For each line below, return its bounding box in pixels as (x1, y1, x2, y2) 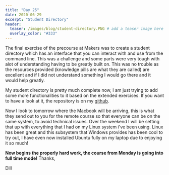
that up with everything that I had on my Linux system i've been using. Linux (5, 124, 163, 130)
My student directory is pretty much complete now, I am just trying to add (5, 87, 158, 93)
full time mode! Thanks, (5, 155, 55, 161)
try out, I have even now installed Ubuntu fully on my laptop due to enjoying (5, 135, 162, 141)
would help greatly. (5, 77, 45, 83)
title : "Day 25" (5, 7, 39, 13)
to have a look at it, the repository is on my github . (5, 98, 109, 104)
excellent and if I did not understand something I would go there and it (5, 72, 151, 78)
